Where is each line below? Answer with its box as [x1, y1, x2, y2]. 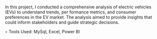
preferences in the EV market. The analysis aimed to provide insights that [5, 14, 152, 20]
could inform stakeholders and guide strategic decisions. [5, 19, 119, 25]
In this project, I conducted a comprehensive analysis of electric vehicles [5, 4, 152, 10]
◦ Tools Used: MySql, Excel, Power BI [5, 29, 80, 34]
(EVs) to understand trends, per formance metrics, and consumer [5, 9, 137, 15]
